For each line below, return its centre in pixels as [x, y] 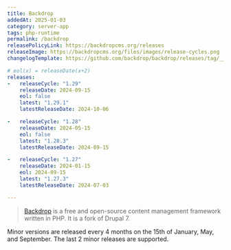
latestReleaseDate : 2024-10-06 [64, 110]
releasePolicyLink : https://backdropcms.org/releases [86, 45]
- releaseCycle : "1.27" [44, 160]
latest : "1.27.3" [44, 179]
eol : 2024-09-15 [43, 173]
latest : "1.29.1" [44, 103]
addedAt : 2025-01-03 [37, 20]
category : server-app [38, 26]
